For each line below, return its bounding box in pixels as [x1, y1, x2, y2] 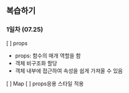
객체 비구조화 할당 [14, 59, 57, 66]
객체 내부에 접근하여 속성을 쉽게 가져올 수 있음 [14, 67, 123, 74]
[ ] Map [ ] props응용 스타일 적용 [6, 80, 84, 87]
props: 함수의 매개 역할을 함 [14, 52, 81, 59]
